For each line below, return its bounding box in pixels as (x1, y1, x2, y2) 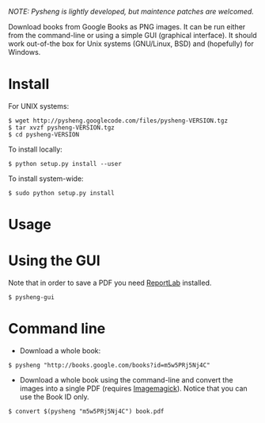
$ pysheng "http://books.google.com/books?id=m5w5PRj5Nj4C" (8, 361, 211, 369)
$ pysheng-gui (8, 294, 55, 302)
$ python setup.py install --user (8, 160, 123, 167)
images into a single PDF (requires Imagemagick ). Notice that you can (19, 384, 248, 393)
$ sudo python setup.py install (8, 189, 115, 197)
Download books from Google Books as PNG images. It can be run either (8, 22, 246, 31)
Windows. (8, 48, 41, 56)
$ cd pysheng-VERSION (8, 130, 80, 138)
